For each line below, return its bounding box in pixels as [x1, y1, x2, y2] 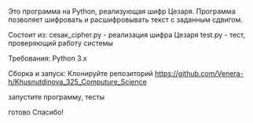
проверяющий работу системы [8, 38, 114, 48]
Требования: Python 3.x [8, 54, 88, 63]
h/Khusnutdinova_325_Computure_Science [8, 78, 147, 86]
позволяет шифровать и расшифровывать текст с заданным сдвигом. [8, 15, 244, 24]
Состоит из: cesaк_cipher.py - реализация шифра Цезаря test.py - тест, [8, 31, 246, 39]
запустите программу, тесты [8, 92, 104, 101]
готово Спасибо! [8, 107, 64, 117]
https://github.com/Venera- [154, 69, 244, 78]
